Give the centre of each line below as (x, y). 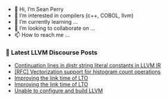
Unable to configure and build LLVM (58, 91)
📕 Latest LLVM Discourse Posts (52, 52)
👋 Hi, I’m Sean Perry (39, 9)
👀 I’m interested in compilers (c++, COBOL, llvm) (74, 15)
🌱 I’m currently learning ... (46, 22)
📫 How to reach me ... (42, 35)
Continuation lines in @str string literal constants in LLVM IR (87, 65)
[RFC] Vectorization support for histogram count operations (87, 72)
